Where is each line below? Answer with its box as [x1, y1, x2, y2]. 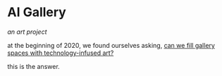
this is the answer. [7, 62, 60, 70]
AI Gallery [7, 4, 67, 20]
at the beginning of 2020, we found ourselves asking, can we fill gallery [7, 41, 215, 49]
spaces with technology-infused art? [7, 49, 114, 57]
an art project [7, 27, 47, 36]
